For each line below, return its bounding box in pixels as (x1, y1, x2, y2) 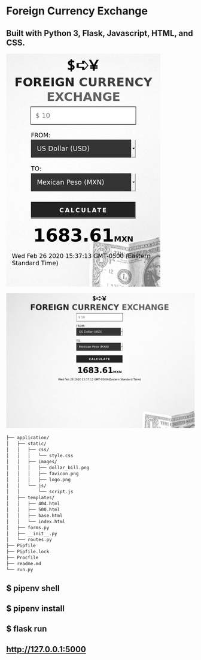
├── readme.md (6, 561, 42, 567)
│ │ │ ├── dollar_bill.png (6, 465, 90, 471)
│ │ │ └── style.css (6, 453, 74, 459)
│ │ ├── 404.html (6, 501, 60, 507)
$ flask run (6, 624, 47, 634)
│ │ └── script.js (6, 489, 74, 495)
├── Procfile (6, 555, 39, 561)
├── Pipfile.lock (6, 549, 50, 555)
